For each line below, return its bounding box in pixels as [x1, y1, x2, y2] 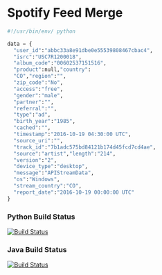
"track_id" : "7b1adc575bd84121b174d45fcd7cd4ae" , [13, 144, 156, 151]
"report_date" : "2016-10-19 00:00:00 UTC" [13, 189, 135, 196]
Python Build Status [7, 212, 75, 222]
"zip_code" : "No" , [13, 79, 64, 86]
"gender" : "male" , [13, 92, 64, 99]
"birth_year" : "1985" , [13, 118, 76, 125]
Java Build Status [7, 244, 67, 254]
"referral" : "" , [13, 105, 57, 112]
